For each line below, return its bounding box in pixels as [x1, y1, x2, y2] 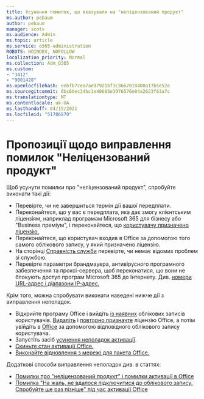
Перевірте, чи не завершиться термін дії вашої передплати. [15, 202, 172, 210]
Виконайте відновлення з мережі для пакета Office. [15, 349, 150, 356]
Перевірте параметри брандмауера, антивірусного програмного [15, 260, 185, 268]
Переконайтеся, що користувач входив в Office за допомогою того [15, 235, 191, 242]
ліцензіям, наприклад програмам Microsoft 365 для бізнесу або [15, 215, 181, 222]
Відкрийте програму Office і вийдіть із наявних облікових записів [15, 310, 186, 318]
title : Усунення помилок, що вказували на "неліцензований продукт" [6, 9, 184, 15]
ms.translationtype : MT [6, 94, 67, 100]
